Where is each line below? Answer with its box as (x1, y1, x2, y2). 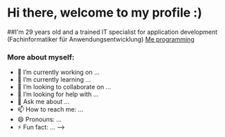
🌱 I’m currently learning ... (17, 75, 91, 84)
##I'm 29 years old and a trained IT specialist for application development (7, 28, 218, 36)
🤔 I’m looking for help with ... (17, 90, 99, 98)
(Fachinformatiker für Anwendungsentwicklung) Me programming (7, 35, 195, 43)
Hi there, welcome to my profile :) (7, 5, 202, 21)
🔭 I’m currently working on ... (17, 68, 100, 77)
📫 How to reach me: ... (17, 105, 84, 113)
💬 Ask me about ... (17, 98, 70, 106)
